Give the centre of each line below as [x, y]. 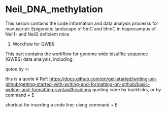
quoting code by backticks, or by [127, 89]
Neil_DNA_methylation [54, 9]
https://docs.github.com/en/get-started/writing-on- [103, 79]
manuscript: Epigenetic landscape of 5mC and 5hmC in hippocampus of [81, 28]
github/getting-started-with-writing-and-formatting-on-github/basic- [78, 84]
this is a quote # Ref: [27, 79]
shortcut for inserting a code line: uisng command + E [61, 104]
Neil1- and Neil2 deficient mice [37, 34]
